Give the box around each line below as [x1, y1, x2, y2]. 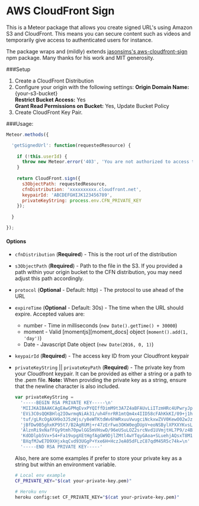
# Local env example [14, 472, 66, 478]
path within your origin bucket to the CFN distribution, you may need [14, 269, 182, 276]
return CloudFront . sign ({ [17, 176, 81, 182]
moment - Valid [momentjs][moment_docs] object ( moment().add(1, [23, 328, 188, 336]
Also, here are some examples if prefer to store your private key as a [14, 454, 182, 462]
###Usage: [6, 120, 34, 127]
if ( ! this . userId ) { [17, 153, 68, 160]
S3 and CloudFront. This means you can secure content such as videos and [6, 30, 191, 37]
